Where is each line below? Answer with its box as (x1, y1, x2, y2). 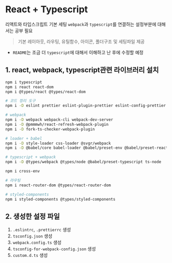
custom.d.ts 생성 (12, 252, 48, 258)
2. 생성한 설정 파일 (5, 212, 60, 221)
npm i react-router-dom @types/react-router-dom (5, 183, 111, 188)
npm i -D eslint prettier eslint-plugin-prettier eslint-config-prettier (5, 103, 166, 108)
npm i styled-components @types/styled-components (5, 196, 116, 202)
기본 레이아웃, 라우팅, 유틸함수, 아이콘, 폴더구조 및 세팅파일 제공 (17, 38, 145, 45)
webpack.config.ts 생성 (12, 239, 62, 246)
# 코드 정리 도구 (5, 98, 36, 103)
